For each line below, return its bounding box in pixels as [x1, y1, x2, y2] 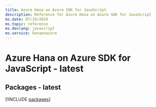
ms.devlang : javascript [5, 26, 55, 31]
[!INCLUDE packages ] [5, 96, 51, 102]
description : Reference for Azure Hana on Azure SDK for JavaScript [5, 12, 151, 17]
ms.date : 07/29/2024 [5, 17, 49, 22]
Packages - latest [5, 83, 61, 91]
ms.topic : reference [5, 21, 49, 27]
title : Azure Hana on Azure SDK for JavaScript [5, 7, 107, 13]
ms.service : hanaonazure [5, 31, 57, 36]
